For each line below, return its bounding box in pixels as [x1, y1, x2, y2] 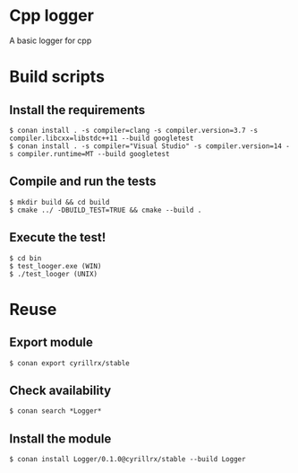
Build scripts [9, 66, 106, 87]
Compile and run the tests [9, 174, 157, 189]
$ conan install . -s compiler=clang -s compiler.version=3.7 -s [9, 126, 258, 135]
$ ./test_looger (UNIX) [9, 269, 98, 278]
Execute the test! [9, 230, 106, 245]
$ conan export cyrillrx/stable [9, 358, 130, 368]
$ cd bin [9, 253, 42, 263]
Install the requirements [9, 102, 146, 118]
